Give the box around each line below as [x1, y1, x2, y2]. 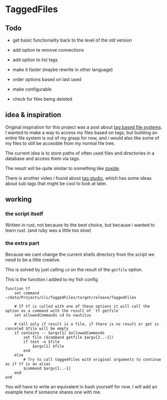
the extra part [5, 239, 39, 247]
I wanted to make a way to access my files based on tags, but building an [5, 129, 157, 135]
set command [14, 290, 39, 296]
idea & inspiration [5, 110, 62, 119]
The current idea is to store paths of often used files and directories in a [5, 150, 155, 156]
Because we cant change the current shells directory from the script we [5, 251, 155, 257]
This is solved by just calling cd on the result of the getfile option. [5, 266, 143, 272]
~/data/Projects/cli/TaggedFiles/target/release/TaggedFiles [5, 295, 137, 300]
